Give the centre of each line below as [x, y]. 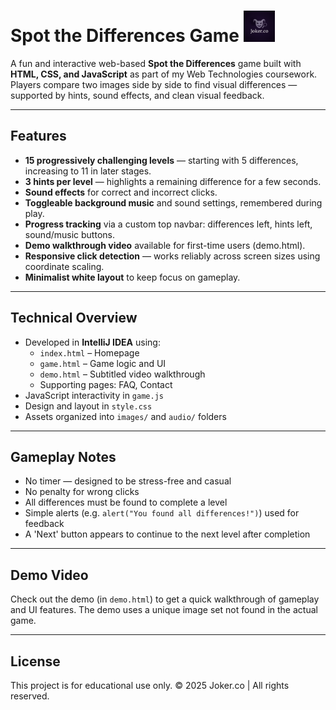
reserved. [30, 696]
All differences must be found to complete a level [126, 502]
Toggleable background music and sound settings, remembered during [173, 202]
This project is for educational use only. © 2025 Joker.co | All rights [150, 685]
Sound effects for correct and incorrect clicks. [121, 192]
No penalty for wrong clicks [82, 492]
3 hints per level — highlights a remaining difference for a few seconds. [173, 181]
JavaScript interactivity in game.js [94, 395]
